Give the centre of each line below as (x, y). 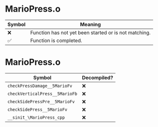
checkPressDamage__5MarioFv (40, 86)
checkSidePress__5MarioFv (37, 109)
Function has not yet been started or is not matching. (90, 33)
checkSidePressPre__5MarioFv (41, 101)
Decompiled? (97, 77)
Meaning (90, 24)
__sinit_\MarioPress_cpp (36, 117)
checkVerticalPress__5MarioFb (43, 94)
